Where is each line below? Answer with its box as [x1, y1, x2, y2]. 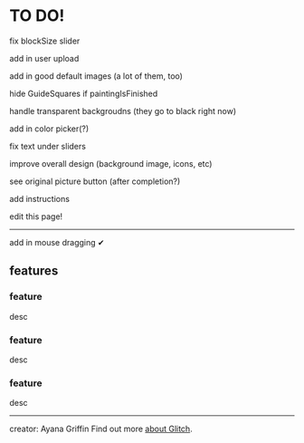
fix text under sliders [9, 140, 86, 151]
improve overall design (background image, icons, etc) [9, 158, 213, 169]
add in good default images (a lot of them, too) [9, 70, 184, 82]
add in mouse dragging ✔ [9, 236, 105, 247]
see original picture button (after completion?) [9, 176, 181, 187]
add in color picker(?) [9, 123, 90, 134]
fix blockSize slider [9, 35, 81, 46]
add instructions [9, 193, 71, 204]
